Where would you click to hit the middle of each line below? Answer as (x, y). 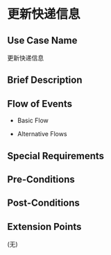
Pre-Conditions (41, 179)
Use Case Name (42, 40)
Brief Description (45, 80)
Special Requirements (56, 156)
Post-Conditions (43, 203)
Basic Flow (33, 121)
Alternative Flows (42, 134)
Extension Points (44, 227)
